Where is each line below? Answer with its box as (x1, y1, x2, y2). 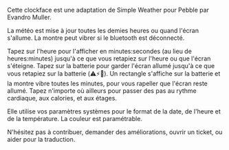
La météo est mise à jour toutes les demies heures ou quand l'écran (7, 27, 199, 34)
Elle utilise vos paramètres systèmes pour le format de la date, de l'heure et (7, 107, 221, 116)
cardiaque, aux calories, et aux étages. (7, 94, 117, 102)
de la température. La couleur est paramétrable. (7, 115, 143, 122)
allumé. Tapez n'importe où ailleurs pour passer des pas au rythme (7, 87, 197, 95)
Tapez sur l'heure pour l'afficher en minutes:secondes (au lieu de (7, 47, 193, 55)
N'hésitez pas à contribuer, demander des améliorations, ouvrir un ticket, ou (7, 128, 223, 136)
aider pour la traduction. (7, 136, 76, 143)
